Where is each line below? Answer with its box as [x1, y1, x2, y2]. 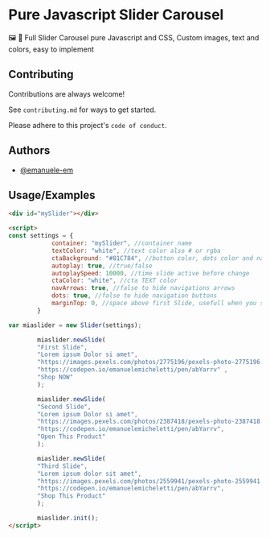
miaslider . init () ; [37, 514, 99, 522]
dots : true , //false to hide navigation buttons [51, 292, 218, 300]
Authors [8, 143, 51, 158]
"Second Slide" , [37, 403, 92, 411]
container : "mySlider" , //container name [51, 239, 193, 247]
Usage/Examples [8, 188, 96, 202]
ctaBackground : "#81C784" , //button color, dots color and [51, 254, 253, 263]
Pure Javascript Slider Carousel [8, 6, 224, 24]
